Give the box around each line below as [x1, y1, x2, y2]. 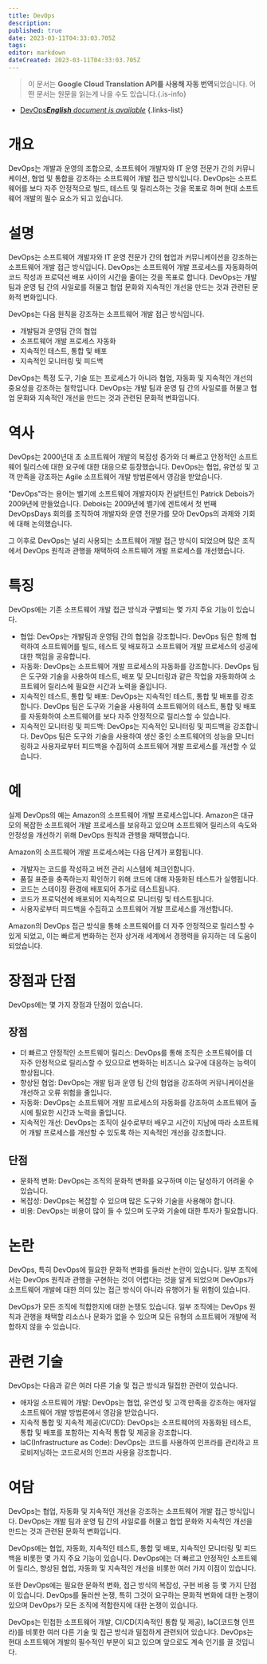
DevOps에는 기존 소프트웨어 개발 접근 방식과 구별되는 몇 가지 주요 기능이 [8, 604, 234, 614]
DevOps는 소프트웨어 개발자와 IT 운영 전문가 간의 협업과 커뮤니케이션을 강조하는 [8, 252, 258, 262]
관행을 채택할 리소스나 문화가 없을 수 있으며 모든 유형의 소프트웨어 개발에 [22, 1312, 249, 1321]
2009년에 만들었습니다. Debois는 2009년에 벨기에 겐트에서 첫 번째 [8, 498, 217, 508]
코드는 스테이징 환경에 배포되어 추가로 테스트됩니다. [19, 884, 180, 893]
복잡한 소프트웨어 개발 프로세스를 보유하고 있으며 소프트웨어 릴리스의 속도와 [22, 820, 257, 830]
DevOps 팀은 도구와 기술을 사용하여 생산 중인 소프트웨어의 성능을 [30, 731, 234, 741]
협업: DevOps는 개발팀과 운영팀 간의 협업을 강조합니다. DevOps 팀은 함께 [19, 632, 249, 641]
